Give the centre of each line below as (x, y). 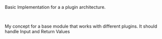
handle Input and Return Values (37, 31)
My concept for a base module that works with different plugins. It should (81, 26)
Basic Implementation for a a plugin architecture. (55, 7)
